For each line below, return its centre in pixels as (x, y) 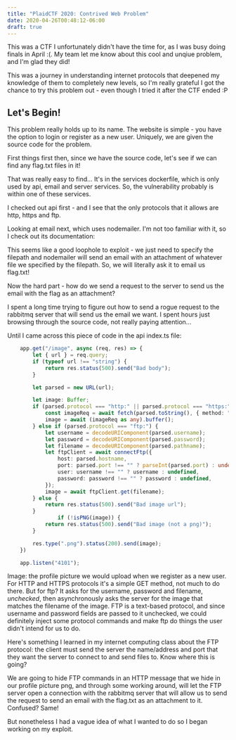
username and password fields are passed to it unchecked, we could (107, 613)
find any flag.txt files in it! (44, 165)
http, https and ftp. (34, 215)
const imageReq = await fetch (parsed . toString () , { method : (135, 413)
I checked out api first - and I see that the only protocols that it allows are (113, 208)
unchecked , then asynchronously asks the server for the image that (105, 599)
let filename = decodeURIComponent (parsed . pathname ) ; (125, 446)
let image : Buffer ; (61, 400)
